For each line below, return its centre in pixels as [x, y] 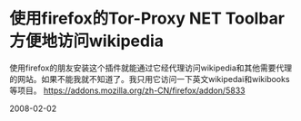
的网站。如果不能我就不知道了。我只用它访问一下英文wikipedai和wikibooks [150, 79]
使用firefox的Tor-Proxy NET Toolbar [147, 19]
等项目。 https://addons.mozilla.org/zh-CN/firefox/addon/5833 [127, 90]
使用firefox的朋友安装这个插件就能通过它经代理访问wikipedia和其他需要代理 [151, 68]
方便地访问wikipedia [87, 41]
